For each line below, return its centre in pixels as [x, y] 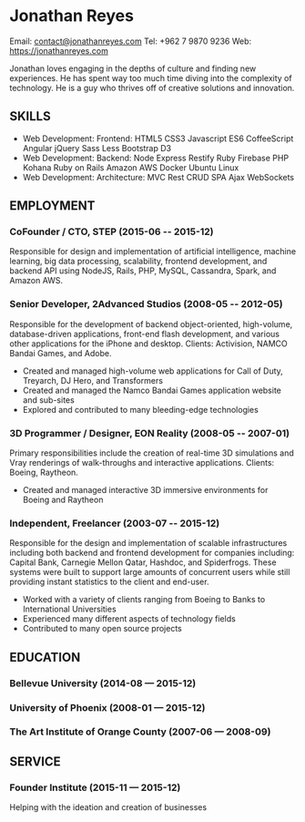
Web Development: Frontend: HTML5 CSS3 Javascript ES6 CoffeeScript [158, 139]
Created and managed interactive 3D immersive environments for [145, 490]
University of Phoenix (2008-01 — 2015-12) [107, 707]
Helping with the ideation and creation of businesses [108, 807]
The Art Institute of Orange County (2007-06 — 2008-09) [140, 732]
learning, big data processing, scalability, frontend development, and [138, 262]
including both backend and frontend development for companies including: [152, 553]
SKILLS [30, 116]
